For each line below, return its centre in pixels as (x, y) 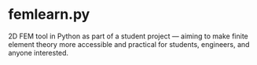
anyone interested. (39, 52)
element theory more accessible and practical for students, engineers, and (129, 44)
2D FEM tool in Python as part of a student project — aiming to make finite (128, 36)
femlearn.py (49, 14)
